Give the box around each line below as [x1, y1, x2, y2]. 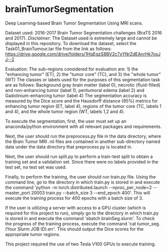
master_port [5, 189, 30, 195]
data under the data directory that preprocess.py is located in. [5, 143, 133, 149]
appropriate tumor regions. [5, 231, 61, 237]
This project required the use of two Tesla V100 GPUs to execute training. [5, 241, 156, 247]
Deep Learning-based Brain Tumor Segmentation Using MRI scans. [5, 20, 144, 26]
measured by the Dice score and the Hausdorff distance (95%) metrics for [5, 97, 158, 103]
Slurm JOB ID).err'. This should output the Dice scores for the [17, 226, 144, 232]
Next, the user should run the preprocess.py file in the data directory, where [5, 133, 161, 139]
